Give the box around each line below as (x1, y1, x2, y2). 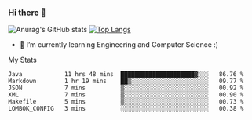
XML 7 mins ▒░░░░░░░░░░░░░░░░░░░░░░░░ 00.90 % (8, 91, 244, 99)
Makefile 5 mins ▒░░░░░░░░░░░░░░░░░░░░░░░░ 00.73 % (8, 98, 244, 106)
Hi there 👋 (8, 7, 47, 18)
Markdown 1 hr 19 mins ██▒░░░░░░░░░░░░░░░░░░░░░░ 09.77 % (8, 78, 244, 85)
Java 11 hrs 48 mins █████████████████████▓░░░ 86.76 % (8, 71, 244, 78)
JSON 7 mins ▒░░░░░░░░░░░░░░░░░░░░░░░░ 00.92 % (8, 84, 244, 93)
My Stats (8, 55, 37, 65)
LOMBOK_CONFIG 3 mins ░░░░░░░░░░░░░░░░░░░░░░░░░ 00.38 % (8, 105, 244, 113)
